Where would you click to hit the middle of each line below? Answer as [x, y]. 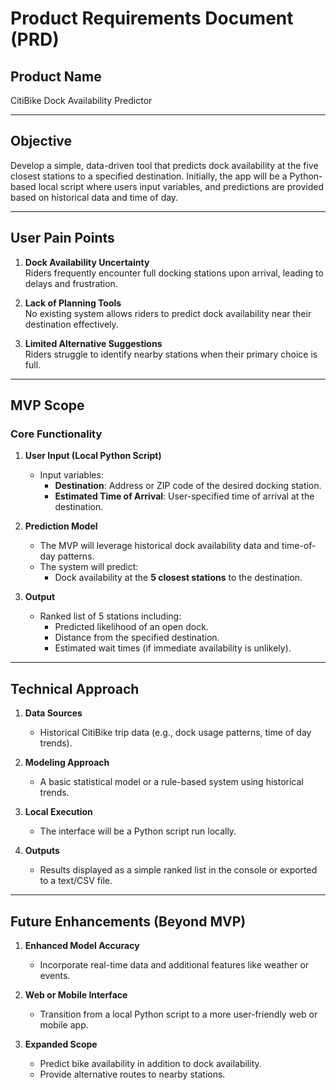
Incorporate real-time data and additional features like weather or [174, 964]
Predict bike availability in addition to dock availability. [150, 1063]
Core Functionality [56, 434]
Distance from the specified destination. [137, 638]
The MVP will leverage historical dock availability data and [159, 546]
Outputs [42, 851]
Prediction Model [61, 526]
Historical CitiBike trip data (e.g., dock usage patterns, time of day [175, 733]
